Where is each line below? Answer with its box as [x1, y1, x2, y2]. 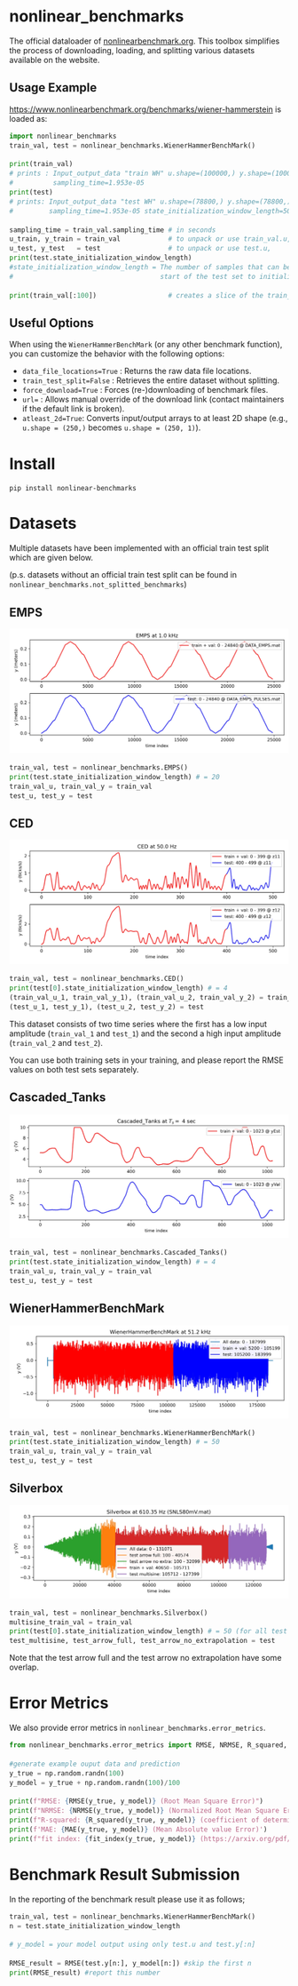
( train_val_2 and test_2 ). [9, 1037, 104, 1048]
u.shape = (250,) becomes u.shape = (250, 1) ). [21, 422, 201, 433]
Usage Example [9, 80, 98, 95]
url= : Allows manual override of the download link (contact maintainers [21, 394, 285, 405]
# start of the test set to [9, 272, 255, 281]
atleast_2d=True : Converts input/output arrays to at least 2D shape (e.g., [21, 413, 288, 424]
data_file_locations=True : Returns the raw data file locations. [21, 366, 252, 377]
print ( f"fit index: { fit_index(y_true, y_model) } [9, 1834, 197, 1843]
